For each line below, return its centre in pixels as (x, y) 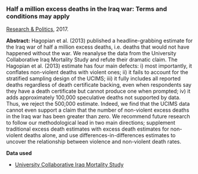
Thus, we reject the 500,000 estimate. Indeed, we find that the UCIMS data (98, 104)
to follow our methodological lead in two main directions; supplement (91, 123)
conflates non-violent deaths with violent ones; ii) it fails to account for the (97, 72)
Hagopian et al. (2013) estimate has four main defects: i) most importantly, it (99, 66)
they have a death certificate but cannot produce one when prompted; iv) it (98, 91)
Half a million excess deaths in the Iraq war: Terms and (87, 9)
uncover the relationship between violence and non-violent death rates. (94, 142)
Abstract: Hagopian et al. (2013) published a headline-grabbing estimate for (100, 41)
